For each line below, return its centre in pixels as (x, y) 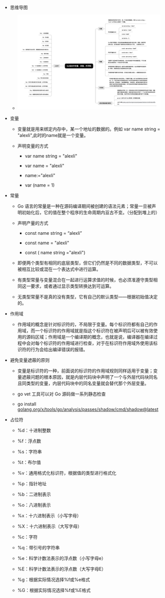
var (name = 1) (40, 185)
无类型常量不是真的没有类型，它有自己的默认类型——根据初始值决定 (87, 297)
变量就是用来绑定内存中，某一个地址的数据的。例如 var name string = (89, 129)
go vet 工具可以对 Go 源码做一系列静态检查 (61, 394)
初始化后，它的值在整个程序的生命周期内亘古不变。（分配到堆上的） (91, 213)
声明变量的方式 (33, 146)
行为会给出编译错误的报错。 (59, 350)
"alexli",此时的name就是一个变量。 (53, 135)
